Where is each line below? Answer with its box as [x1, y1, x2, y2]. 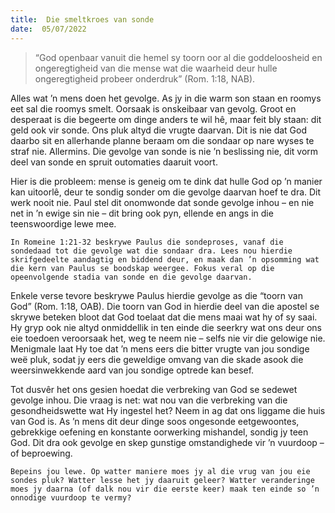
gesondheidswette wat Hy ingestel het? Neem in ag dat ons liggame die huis [10, 404, 326, 416]
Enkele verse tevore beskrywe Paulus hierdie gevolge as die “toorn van [10, 289, 303, 301]
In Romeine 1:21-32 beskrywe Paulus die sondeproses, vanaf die [10, 237, 284, 247]
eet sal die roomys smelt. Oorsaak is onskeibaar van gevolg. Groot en [10, 102, 297, 115]
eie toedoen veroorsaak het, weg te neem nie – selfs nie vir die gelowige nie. [10, 332, 326, 344]
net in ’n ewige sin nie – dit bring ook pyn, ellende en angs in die [10, 207, 274, 219]
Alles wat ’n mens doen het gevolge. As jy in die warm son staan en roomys [10, 92, 322, 104]
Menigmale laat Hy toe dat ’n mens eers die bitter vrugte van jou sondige [10, 342, 310, 355]
